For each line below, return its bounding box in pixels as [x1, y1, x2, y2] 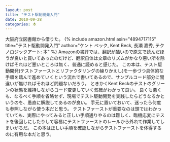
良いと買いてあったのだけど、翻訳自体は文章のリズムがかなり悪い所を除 [14, 55, 165, 61]
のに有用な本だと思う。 [5, 131, 54, 137]
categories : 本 [5, 21, 37, 27]
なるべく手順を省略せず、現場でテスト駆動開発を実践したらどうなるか [14, 93, 161, 99]
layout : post [5, 7, 33, 13]
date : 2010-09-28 [5, 17, 42, 22]
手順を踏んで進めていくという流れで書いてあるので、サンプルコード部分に [5, 74, 160, 80]
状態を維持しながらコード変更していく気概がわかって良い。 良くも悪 [14, 87, 157, 93]
